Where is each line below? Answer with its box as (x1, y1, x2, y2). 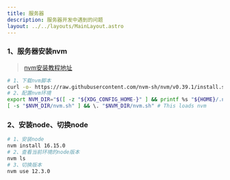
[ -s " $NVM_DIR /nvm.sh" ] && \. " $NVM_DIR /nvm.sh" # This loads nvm (7, 103, 207, 110)
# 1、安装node (7, 136, 44, 143)
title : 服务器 (7, 10, 44, 17)
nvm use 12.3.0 (7, 168, 51, 175)
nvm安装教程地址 (23, 63, 73, 72)
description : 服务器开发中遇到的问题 (7, 16, 103, 23)
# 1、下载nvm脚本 (7, 77, 51, 84)
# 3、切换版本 (7, 162, 42, 168)
